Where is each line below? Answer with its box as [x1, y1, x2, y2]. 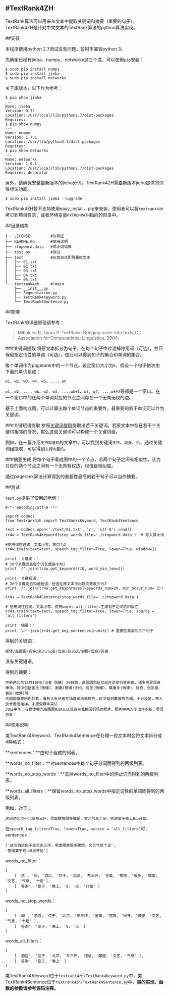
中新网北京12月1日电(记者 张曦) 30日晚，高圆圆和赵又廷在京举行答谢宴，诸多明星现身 [5, 680, 161, 685]
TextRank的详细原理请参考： [5, 319, 65, 325]
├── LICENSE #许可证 [5, 233, 65, 239]
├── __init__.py [14, 286, 49, 291]
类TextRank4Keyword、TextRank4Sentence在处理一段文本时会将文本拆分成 [5, 732, 162, 739]
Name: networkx [5, 156, 37, 162]
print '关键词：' [5, 556, 39, 561]
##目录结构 [5, 222, 29, 229]
